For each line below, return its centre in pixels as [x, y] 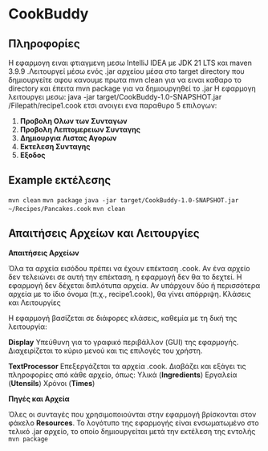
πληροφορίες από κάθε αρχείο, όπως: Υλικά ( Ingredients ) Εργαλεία [123, 375]
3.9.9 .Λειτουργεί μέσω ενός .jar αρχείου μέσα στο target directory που [126, 71]
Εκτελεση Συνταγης [55, 146]
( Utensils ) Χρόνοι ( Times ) [52, 383]
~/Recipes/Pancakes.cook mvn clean [67, 209]
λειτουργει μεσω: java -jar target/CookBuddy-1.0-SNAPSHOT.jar [115, 97]
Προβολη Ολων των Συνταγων [73, 121]
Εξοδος [32, 155]
